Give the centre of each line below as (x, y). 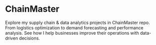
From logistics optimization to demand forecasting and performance (74, 27)
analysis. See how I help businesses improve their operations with (72, 33)
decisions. (30, 38)
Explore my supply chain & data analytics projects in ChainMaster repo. (78, 22)
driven (12, 38)
